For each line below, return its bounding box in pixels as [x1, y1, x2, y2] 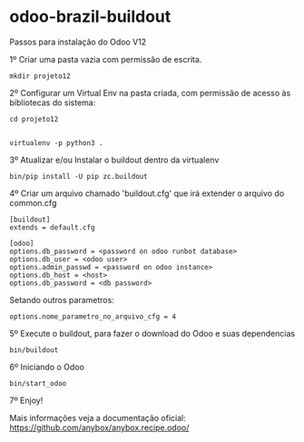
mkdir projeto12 [9, 71, 71, 81]
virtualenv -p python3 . [9, 138, 103, 147]
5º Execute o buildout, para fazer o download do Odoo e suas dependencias [9, 328, 296, 339]
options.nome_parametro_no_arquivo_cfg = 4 [9, 311, 177, 321]
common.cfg [9, 197, 57, 208]
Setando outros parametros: [9, 294, 115, 305]
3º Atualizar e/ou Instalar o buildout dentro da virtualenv [9, 154, 220, 165]
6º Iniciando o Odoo [9, 361, 84, 372]
